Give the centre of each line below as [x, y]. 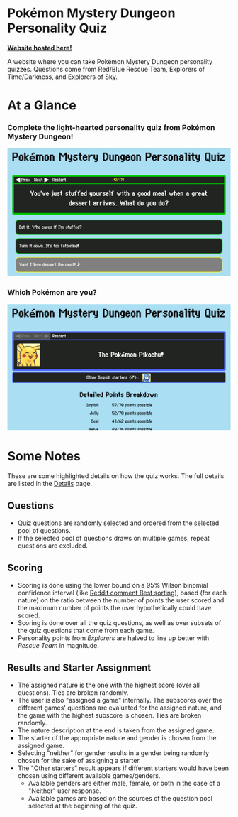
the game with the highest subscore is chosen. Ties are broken [109, 715]
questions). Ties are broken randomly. [73, 692]
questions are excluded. [53, 546]
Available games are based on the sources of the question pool [120, 798]
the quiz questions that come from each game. [86, 630]
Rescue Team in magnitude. [58, 645]
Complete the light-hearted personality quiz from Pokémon [111, 128]
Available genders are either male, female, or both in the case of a [124, 783]
